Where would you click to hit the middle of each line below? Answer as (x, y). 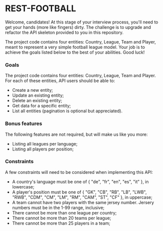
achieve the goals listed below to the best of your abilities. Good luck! (75, 52)
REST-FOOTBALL (41, 9)
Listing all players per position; (43, 149)
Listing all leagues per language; (45, 144)
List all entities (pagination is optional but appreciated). (67, 111)
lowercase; (23, 187)
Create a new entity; (32, 90)
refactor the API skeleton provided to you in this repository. (64, 32)
